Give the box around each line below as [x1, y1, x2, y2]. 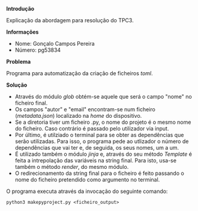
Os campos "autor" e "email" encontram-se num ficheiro [14, 106, 156, 113]
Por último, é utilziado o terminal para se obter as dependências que [14, 132, 184, 138]
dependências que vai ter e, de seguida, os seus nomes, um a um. [14, 144, 179, 151]
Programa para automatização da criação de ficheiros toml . [6, 70, 153, 77]
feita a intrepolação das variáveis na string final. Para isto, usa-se [14, 157, 177, 164]
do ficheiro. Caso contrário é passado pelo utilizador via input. [14, 125, 169, 132]
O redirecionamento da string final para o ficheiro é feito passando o [14, 170, 184, 177]
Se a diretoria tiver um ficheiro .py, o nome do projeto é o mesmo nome [14, 118, 191, 126]
